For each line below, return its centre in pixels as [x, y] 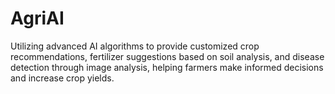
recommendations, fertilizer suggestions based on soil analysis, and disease [167, 56]
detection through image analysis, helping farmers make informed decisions [167, 67]
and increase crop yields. [62, 78]
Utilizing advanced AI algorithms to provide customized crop [135, 46]
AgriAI [37, 18]
